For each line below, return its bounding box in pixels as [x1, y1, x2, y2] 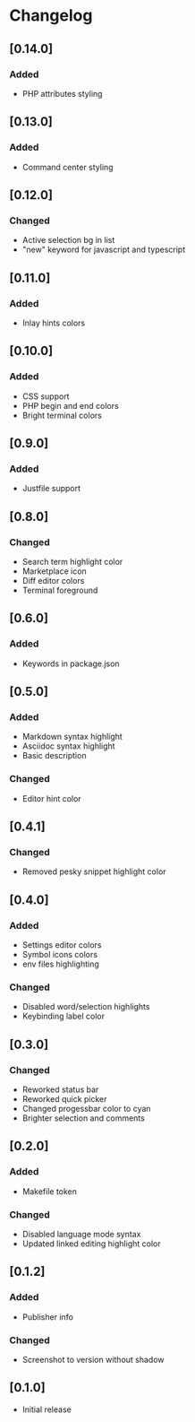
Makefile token [21, 1185, 78, 1197]
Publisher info [21, 1311, 74, 1322]
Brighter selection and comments [21, 1113, 145, 1123]
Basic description [21, 750, 87, 761]
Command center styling [21, 161, 114, 172]
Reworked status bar [21, 1084, 99, 1095]
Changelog [9, 5, 93, 26]
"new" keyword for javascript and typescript [21, 244, 186, 256]
